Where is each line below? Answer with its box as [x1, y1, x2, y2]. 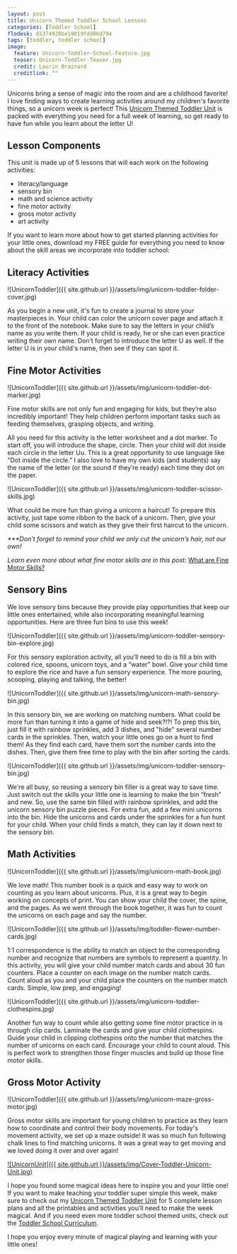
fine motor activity [17, 202, 71, 211]
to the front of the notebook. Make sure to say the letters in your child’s [7, 321, 214, 330]
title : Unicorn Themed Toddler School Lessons [7, 17, 147, 24]
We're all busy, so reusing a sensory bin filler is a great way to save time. [7, 783, 219, 791]
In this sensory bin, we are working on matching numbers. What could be [7, 710, 221, 718]
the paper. [7, 471, 37, 479]
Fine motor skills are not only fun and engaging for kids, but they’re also [7, 404, 217, 413]
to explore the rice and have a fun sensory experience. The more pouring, [7, 667, 223, 676]
